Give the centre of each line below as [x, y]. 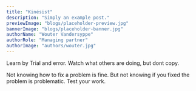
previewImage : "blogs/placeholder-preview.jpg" [68, 23]
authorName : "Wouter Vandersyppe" [50, 35]
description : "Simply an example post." [58, 18]
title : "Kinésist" [29, 12]
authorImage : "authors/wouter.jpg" [51, 46]
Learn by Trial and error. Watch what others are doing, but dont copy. [93, 63]
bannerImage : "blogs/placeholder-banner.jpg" [65, 29]
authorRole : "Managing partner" [47, 40]
